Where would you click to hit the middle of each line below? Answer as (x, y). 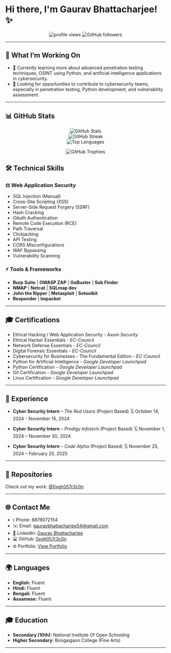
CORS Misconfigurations (38, 245)
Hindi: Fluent (26, 588)
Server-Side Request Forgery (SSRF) (51, 207)
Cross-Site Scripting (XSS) (40, 202)
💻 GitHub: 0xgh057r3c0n (40, 538)
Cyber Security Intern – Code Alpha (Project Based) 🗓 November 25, (85, 446)
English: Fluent (28, 583)
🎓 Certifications (33, 320)
